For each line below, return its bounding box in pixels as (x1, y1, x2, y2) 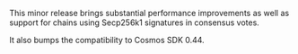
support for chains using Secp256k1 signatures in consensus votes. (9, 17, 260, 28)
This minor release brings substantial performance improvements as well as (9, 8, 290, 18)
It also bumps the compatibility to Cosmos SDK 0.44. (9, 35, 205, 45)
